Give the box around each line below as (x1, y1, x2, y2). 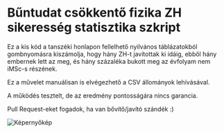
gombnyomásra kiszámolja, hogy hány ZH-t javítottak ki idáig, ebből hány (7, 50, 217, 58)
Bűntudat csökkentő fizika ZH (7, 5, 182, 21)
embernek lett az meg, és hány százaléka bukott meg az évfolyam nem (7, 57, 211, 65)
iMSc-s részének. (7, 64, 58, 73)
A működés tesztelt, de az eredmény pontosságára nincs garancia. (7, 91, 198, 100)
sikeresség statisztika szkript (7, 19, 181, 35)
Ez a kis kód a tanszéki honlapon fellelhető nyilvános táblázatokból (7, 42, 198, 51)
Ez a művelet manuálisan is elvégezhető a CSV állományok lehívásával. (7, 78, 210, 86)
